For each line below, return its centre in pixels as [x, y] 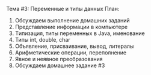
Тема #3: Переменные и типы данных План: [63, 9]
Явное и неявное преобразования [59, 59]
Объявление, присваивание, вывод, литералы [74, 46]
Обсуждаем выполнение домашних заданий [72, 20]
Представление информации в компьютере [71, 27]
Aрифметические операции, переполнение [71, 53]
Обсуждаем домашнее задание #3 [60, 65]
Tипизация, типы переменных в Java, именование [80, 33]
